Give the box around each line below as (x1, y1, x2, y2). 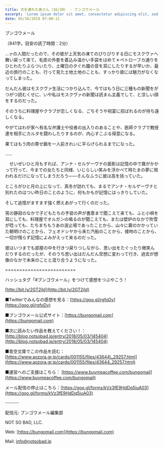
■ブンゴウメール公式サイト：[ (5, 312, 66, 318)
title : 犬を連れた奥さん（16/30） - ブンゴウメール (5, 7, 100, 12)
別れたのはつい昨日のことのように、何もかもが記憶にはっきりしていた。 (5, 190, 150, 195)
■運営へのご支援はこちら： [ (5, 369, 63, 375)
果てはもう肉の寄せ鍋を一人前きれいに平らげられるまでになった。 (5, 141, 138, 147)
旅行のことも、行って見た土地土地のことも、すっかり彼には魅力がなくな (13, 69, 159, 75)
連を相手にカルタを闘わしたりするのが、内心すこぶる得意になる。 (5, 131, 138, 137)
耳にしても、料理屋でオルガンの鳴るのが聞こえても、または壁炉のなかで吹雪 (5, 216, 158, 222)
